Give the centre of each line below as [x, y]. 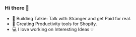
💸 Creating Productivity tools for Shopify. [54, 24]
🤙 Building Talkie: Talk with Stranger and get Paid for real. [72, 19]
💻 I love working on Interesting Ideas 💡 [53, 30]
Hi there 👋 [17, 8]
